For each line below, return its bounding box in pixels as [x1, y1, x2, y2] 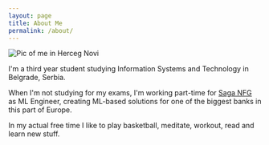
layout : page [8, 11, 52, 20]
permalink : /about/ [8, 26, 74, 34]
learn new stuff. [8, 129, 60, 139]
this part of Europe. [8, 105, 72, 115]
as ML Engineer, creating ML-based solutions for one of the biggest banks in [8, 97, 262, 107]
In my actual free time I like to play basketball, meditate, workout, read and [8, 121, 255, 131]
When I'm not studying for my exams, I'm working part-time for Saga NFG [8, 88, 253, 98]
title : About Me [8, 19, 63, 27]
